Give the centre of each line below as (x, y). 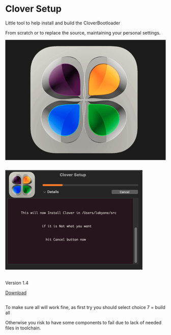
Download (16, 292)
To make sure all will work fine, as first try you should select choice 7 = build (85, 307)
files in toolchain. (23, 328)
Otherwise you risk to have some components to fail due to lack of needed (83, 322)
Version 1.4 (17, 283)
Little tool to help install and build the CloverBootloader (63, 23)
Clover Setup (34, 9)
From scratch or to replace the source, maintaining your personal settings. (83, 33)
